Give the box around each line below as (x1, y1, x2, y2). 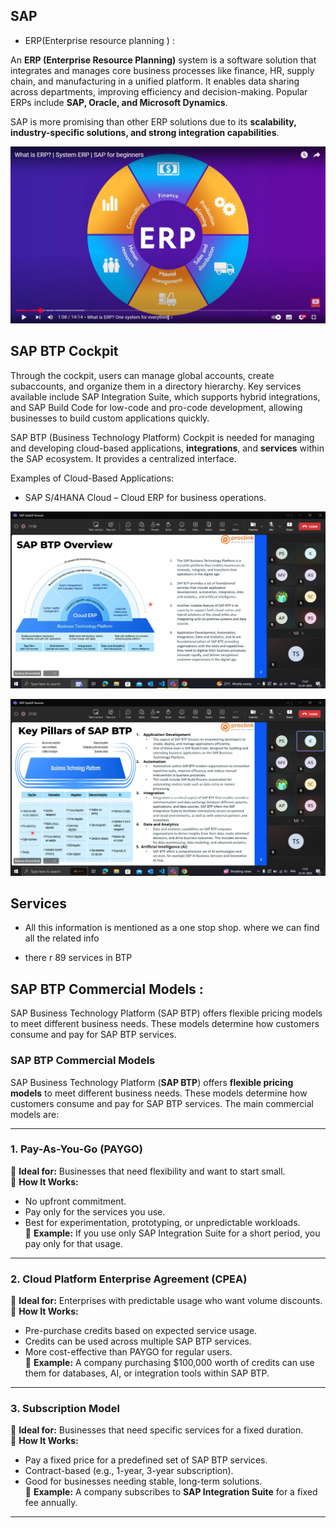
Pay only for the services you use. (24, 1205, 166, 1218)
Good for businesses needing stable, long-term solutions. (24, 1475, 263, 1488)
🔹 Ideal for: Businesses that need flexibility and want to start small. (10, 1165, 286, 1177)
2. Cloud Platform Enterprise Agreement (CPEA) (10, 1272, 248, 1286)
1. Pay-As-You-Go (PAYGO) (10, 1142, 143, 1156)
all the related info (24, 932, 100, 944)
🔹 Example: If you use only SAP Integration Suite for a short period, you (24, 1227, 321, 1239)
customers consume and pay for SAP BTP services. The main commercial (10, 1097, 314, 1109)
